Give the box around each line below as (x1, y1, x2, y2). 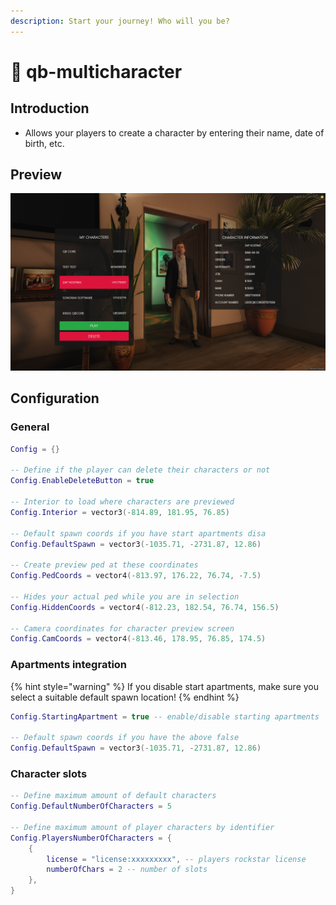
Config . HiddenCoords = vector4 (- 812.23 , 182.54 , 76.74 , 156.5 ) (10, 602, 280, 612)
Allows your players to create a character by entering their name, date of (24, 126, 325, 139)
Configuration (10, 390, 100, 407)
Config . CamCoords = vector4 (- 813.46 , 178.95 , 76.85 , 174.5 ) (10, 634, 267, 644)
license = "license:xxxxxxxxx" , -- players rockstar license (46, 854, 307, 864)
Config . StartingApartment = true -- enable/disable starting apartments (10, 711, 320, 722)
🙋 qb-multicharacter (10, 60, 183, 83)
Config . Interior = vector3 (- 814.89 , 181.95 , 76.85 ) (10, 507, 230, 517)
